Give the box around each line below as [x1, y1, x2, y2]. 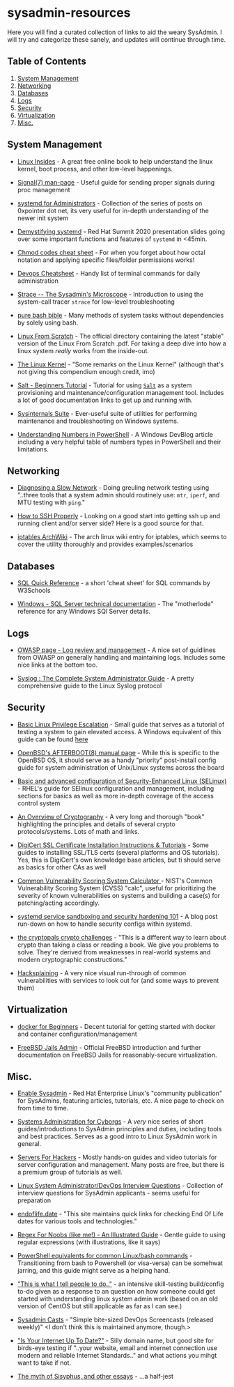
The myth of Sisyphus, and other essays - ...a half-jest [17, 1372, 174, 1381]
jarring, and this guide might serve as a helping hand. [17, 1266, 171, 1275]
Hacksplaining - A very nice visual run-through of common [17, 968, 187, 977]
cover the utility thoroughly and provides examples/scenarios [17, 540, 194, 548]
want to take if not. [17, 1358, 72, 1367]
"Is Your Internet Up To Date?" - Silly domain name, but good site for [17, 1336, 214, 1345]
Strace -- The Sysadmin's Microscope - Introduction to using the [17, 290, 204, 298]
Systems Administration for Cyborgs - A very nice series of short [17, 1117, 204, 1126]
